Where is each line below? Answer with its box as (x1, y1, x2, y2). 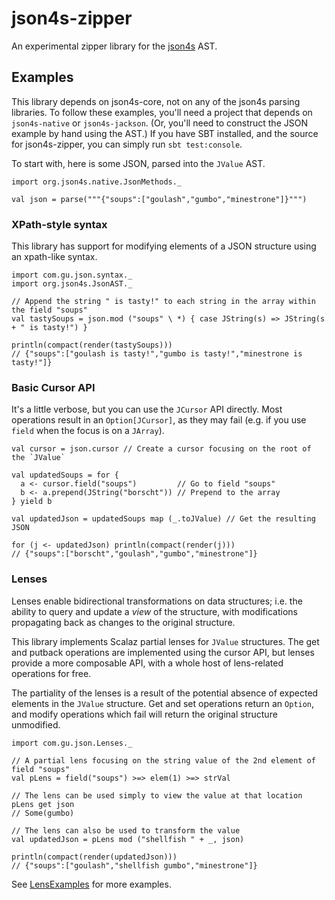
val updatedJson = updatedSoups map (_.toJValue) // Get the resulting (11, 514, 316, 524)
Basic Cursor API (11, 380, 96, 394)
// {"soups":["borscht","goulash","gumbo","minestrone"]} (11, 549, 258, 559)
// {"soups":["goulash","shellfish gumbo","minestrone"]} (11, 860, 258, 871)
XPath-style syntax (11, 217, 108, 231)
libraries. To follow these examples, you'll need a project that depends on (11, 106, 313, 118)
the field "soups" (11, 305, 88, 316)
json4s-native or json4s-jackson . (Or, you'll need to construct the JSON (11, 117, 308, 129)
